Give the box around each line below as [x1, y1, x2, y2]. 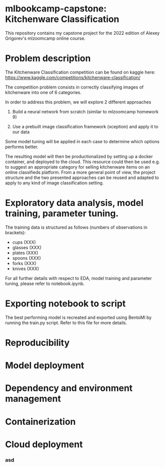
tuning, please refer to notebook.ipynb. [5, 280, 85, 286]
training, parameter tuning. [5, 208, 119, 219]
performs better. [5, 144, 39, 150]
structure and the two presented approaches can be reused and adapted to [5, 175, 160, 181]
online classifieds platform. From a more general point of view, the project [5, 169, 156, 175]
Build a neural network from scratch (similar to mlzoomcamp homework [12, 108, 159, 114]
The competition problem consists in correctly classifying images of [5, 84, 144, 90]
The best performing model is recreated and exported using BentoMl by [5, 314, 152, 320]
